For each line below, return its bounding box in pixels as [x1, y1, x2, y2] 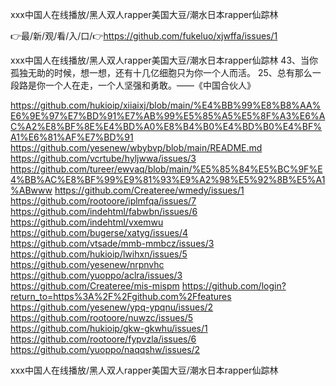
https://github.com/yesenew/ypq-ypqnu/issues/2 [10, 301, 214, 313]
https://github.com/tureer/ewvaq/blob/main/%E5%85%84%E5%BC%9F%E [10, 163, 323, 175]
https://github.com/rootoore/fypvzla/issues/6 [10, 333, 197, 345]
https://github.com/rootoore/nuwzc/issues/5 [10, 312, 194, 323]
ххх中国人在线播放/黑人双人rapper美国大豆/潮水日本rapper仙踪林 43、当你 [10, 54, 319, 66]
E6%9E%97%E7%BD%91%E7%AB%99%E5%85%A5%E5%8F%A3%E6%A [10, 110, 326, 122]
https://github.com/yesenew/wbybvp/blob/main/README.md [10, 142, 263, 153]
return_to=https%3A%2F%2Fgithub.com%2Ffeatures [10, 291, 232, 302]
